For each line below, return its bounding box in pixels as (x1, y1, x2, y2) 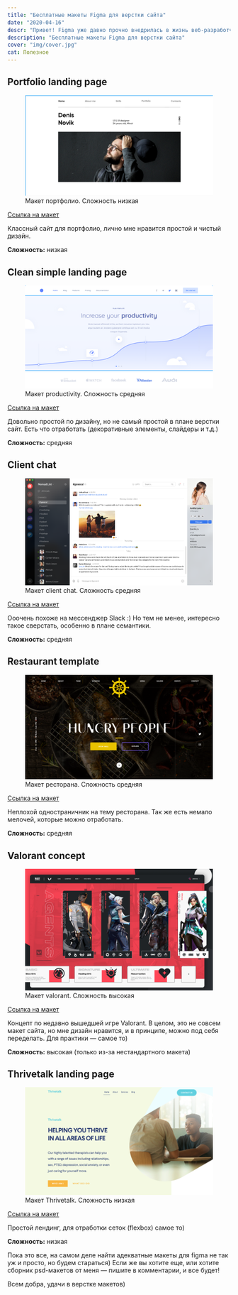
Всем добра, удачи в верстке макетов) (7, 1279, 126, 1288)
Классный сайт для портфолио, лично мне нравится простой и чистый (7, 224, 222, 233)
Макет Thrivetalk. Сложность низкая (25, 1196, 135, 1204)
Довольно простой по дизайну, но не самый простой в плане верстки (7, 417, 220, 426)
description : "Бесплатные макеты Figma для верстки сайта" (7, 34, 186, 41)
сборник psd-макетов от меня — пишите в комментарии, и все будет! (7, 1266, 220, 1274)
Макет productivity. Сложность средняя (25, 390, 145, 398)
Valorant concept (7, 849, 86, 862)
